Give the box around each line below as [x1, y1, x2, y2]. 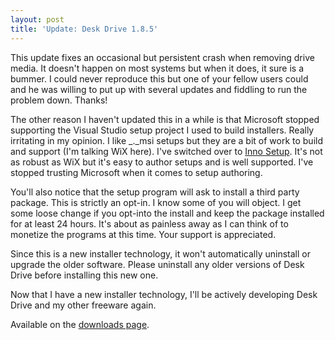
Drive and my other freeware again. [10, 299, 157, 311]
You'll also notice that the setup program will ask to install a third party [10, 186, 300, 198]
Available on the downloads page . [10, 318, 150, 330]
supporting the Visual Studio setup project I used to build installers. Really [10, 124, 315, 136]
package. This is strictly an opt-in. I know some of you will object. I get [10, 196, 302, 208]
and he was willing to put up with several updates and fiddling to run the [10, 83, 308, 95]
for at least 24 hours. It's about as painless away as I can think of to [10, 217, 289, 230]
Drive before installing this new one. [10, 269, 159, 281]
